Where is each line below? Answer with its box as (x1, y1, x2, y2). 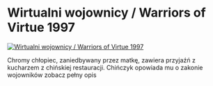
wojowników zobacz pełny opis (7, 71, 97, 79)
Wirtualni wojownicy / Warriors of (7, 5, 207, 21)
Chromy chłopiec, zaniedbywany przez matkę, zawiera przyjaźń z (7, 55, 196, 64)
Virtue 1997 (7, 19, 75, 35)
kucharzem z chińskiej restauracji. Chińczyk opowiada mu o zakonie (7, 63, 203, 71)
